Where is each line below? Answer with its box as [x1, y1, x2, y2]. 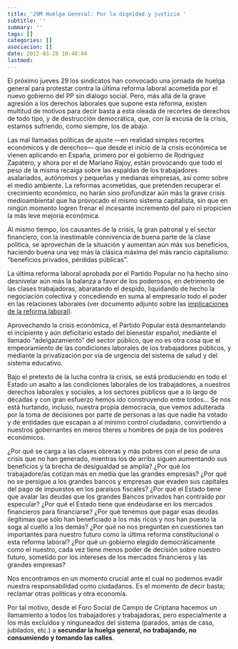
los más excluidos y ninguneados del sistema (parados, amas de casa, [7, 618, 214, 627]
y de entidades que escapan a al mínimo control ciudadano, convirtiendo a [7, 417, 227, 426]
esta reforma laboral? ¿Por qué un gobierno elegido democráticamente [7, 537, 216, 546]
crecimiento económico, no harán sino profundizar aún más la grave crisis [7, 188, 225, 197]
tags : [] [7, 30, 33, 38]
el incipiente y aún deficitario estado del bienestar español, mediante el [7, 328, 217, 337]
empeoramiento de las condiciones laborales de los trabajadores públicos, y [7, 343, 232, 352]
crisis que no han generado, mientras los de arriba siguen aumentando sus [7, 454, 228, 463]
